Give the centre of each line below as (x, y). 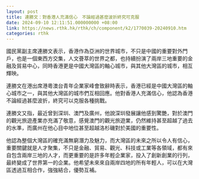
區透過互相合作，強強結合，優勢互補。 (53, 170)
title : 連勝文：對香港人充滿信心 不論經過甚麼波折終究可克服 (73, 17)
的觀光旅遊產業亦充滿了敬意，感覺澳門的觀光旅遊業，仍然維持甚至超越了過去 (99, 121)
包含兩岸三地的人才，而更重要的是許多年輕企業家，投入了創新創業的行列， (102, 155)
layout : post (22, 12)
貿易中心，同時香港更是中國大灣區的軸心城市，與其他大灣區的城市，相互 (105, 66)
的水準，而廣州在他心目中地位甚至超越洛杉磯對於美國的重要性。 (84, 128)
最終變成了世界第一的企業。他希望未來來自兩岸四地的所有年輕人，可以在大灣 (99, 162)
